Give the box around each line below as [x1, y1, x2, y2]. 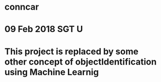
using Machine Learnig [4, 66, 99, 78]
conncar [4, 1, 39, 13]
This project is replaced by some [4, 46, 139, 57]
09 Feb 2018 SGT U [4, 24, 83, 35]
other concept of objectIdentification [4, 56, 157, 67]
